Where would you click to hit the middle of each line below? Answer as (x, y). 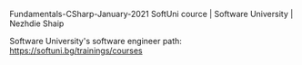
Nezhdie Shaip (37, 23)
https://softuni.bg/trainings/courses (76, 51)
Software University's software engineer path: (96, 41)
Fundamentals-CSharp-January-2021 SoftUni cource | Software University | (151, 14)
